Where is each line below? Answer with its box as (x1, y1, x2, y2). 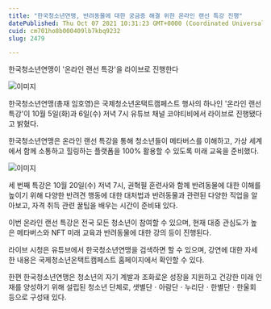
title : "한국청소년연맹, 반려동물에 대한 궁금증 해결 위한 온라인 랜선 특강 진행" (8, 11, 244, 20)
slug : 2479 (8, 34, 45, 43)
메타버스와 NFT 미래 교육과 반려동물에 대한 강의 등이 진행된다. (16, 228, 212, 238)
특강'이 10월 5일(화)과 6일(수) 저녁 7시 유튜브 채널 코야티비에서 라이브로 (8, 109, 235, 119)
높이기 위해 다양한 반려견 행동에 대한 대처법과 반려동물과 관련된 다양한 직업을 (8, 190, 250, 200)
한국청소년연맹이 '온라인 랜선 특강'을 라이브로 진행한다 (8, 65, 179, 74)
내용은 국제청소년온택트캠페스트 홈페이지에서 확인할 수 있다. (16, 255, 205, 265)
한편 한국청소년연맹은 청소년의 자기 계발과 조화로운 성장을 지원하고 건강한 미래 (8, 272, 254, 282)
